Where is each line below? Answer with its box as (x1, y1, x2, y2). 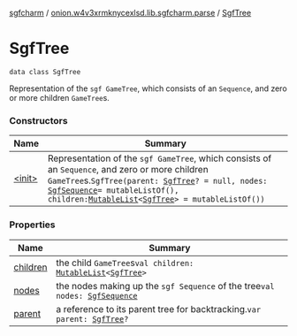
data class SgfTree (9, 67, 81, 76)
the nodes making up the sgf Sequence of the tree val (56, 279, 275, 292)
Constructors (9, 114, 68, 126)
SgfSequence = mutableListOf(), (47, 186, 179, 195)
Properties (9, 218, 56, 231)
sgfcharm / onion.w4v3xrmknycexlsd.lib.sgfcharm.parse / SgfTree (9, 8, 252, 18)
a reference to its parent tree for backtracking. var (56, 302, 262, 315)
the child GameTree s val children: (56, 256, 194, 269)
